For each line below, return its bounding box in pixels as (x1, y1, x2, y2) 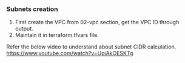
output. (15, 25, 33, 32)
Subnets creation (6, 5, 58, 13)
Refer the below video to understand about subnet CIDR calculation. (6, 43, 177, 50)
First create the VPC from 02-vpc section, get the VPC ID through (15, 19, 180, 26)
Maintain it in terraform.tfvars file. (15, 31, 99, 39)
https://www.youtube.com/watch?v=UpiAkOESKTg (6, 50, 133, 57)
